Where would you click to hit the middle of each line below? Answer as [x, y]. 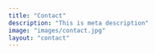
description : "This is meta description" [79, 23]
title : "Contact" [37, 15]
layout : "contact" [39, 38]
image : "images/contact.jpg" [57, 30]
